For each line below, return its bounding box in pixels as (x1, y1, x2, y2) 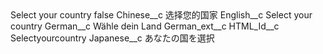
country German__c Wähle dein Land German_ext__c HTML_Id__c (10, 20, 280, 32)
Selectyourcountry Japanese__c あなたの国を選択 (10, 32, 215, 44)
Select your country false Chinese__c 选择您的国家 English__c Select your (10, 9, 313, 21)
